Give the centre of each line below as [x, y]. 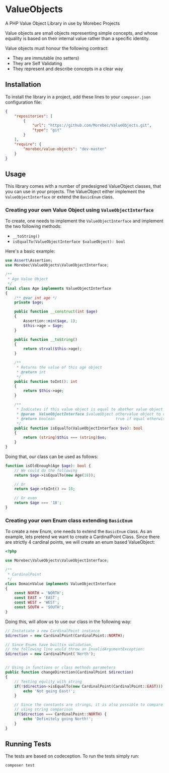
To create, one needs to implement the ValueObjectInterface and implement [84, 221]
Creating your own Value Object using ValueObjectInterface [79, 210]
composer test [20, 765]
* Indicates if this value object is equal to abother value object [90, 409]
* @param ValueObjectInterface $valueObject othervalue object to [89, 414]
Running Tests [28, 744]
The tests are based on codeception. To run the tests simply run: [72, 756]
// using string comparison [44, 710]
